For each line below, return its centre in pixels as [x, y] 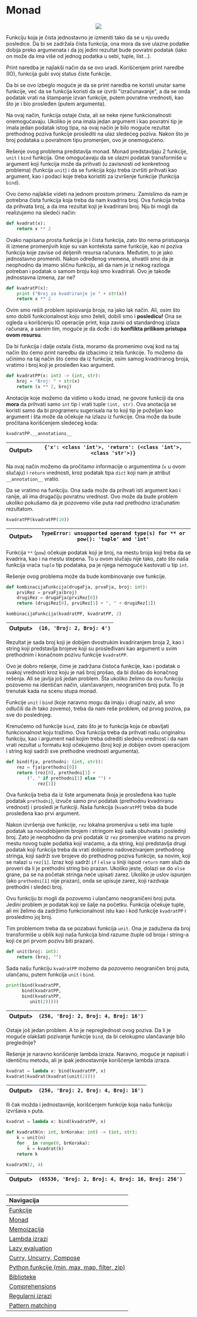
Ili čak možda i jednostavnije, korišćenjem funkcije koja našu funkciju [89, 1105]
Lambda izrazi [28, 1238]
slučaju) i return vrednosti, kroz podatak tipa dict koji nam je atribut [88, 472]
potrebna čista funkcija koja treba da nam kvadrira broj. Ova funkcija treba [96, 200]
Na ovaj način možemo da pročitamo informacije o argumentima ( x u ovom [96, 466]
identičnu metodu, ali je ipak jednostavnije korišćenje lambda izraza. [89, 1060]
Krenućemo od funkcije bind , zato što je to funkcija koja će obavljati [88, 726]
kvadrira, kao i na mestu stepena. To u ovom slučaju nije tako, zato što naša [97, 559]
